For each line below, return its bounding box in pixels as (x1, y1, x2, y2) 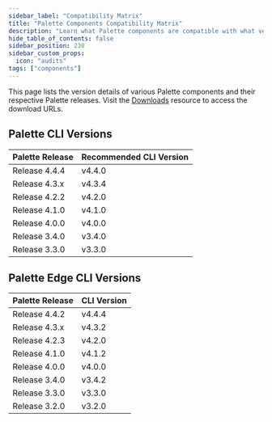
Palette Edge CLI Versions (8, 271, 142, 285)
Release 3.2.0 (12, 401, 66, 412)
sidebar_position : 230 (8, 42, 85, 50)
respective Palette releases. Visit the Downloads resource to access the (8, 95, 249, 105)
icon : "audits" (15, 57, 67, 65)
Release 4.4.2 (12, 309, 66, 320)
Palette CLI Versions (8, 127, 113, 141)
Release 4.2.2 (12, 191, 66, 202)
